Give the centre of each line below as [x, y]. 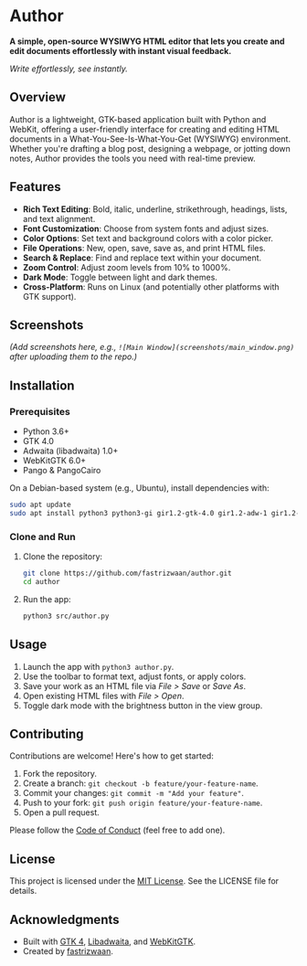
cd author [42, 581]
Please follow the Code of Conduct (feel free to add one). [117, 830]
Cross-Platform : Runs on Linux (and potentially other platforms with [151, 287]
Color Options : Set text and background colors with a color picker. [148, 238]
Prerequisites [40, 411]
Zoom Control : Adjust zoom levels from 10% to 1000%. [127, 267]
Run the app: [47, 599]
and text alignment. [59, 218]
